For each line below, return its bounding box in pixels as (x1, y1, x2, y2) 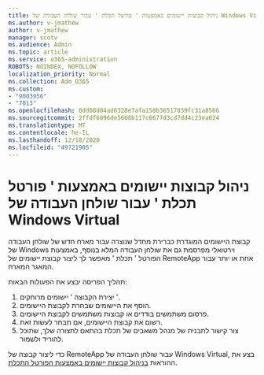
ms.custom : (8, 84, 44, 93)
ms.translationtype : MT (8, 121, 86, 129)
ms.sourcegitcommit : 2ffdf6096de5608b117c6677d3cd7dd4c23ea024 (8, 114, 220, 122)
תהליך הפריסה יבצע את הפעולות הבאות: (8, 277, 127, 287)
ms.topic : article (8, 48, 68, 56)
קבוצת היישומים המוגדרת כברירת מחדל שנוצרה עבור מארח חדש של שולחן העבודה (8, 237, 251, 247)
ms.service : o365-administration (8, 56, 118, 64)
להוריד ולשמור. (19, 334, 64, 343)
